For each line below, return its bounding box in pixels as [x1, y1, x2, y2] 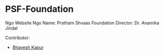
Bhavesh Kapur [12, 44, 44, 50]
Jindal [5, 25, 18, 31]
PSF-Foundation [5, 3, 74, 15]
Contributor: [5, 35, 30, 41]
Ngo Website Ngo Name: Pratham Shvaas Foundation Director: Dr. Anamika [5, 20, 160, 26]
